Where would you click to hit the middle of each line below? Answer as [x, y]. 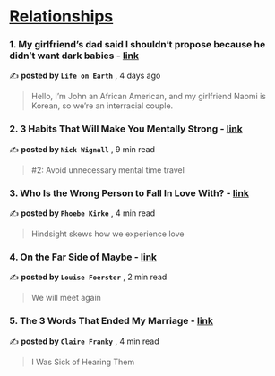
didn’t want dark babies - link [74, 56]
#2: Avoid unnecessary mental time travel [108, 170]
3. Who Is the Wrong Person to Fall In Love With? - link [129, 192]
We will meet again [66, 298]
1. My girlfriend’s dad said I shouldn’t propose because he [137, 45]
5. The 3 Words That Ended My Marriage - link [111, 321]
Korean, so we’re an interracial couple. [102, 106]
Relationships [61, 17]
